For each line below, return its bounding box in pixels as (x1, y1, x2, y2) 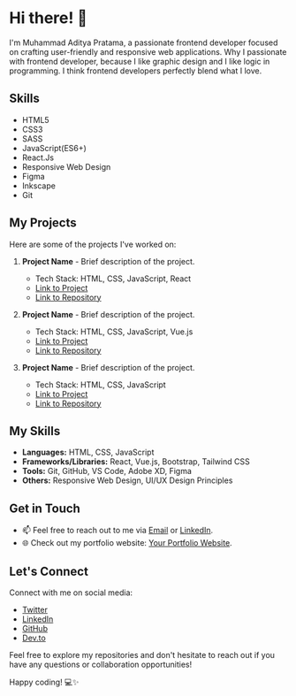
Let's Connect (9, 563, 88, 578)
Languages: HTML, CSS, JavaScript (21, 447, 155, 458)
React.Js (21, 152, 55, 163)
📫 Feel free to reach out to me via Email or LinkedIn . (21, 525, 214, 536)
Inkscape (21, 180, 56, 191)
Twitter (21, 605, 49, 615)
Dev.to (21, 632, 46, 643)
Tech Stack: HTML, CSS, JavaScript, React (34, 273, 192, 284)
